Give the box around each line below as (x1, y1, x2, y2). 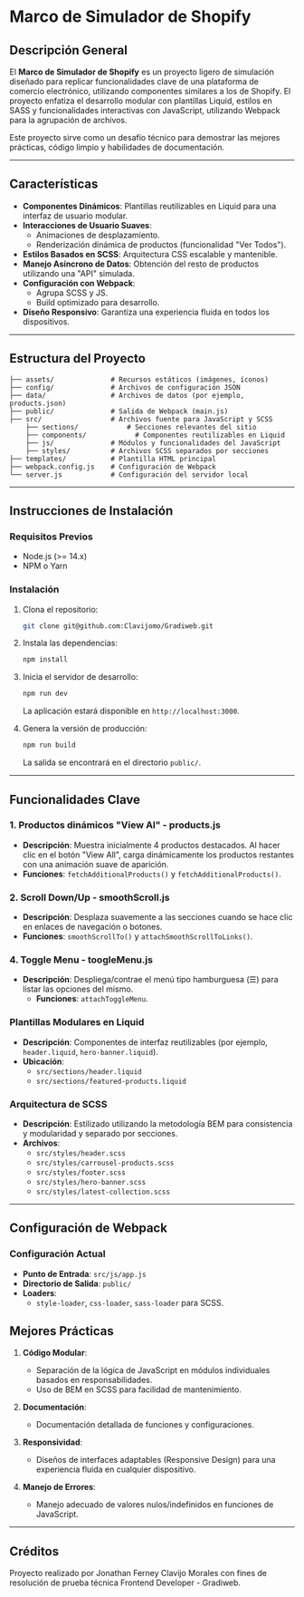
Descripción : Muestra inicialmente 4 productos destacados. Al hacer (22, 839, 280, 850)
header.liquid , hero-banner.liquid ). (22, 1046, 158, 1057)
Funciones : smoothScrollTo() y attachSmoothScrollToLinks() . (22, 931, 253, 942)
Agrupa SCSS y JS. (35, 287, 109, 298)
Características (9, 177, 99, 192)
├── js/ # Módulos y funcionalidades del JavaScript (25, 438, 281, 448)
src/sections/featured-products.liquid (35, 1077, 187, 1086)
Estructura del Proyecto (9, 351, 147, 366)
